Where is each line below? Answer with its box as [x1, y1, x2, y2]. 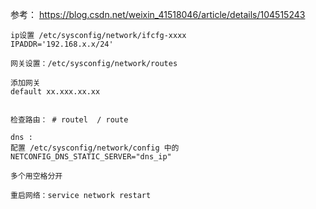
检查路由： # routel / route [10, 115, 129, 125]
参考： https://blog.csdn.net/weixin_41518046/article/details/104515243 [10, 9, 306, 20]
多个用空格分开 [10, 171, 63, 181]
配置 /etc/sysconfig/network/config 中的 [10, 143, 180, 153]
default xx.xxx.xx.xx [10, 87, 101, 97]
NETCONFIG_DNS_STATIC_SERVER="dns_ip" [10, 152, 172, 162]
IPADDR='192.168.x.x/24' [10, 39, 114, 49]
